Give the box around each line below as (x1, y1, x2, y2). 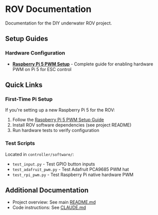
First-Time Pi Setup (5, 95, 53, 102)
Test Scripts (5, 140, 35, 147)
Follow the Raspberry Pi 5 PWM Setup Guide (12, 116, 104, 123)
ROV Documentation (5, 3, 92, 15)
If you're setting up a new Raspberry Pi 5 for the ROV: (5, 107, 115, 113)
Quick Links (5, 81, 43, 89)
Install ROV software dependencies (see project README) (12, 122, 132, 128)
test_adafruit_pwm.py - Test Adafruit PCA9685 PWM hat (12, 166, 129, 172)
